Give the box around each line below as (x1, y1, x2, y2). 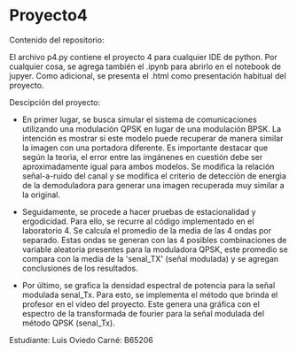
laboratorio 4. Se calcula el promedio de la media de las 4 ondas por (21, 225, 272, 235)
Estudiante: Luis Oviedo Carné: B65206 (9, 334, 153, 345)
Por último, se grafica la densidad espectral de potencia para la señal (21, 279, 276, 290)
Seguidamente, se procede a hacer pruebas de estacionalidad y (21, 206, 256, 217)
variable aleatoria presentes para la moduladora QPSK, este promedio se (21, 244, 288, 255)
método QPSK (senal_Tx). (21, 318, 115, 328)
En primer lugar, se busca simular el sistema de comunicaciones (21, 114, 257, 125)
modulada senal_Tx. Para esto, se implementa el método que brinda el (21, 289, 278, 300)
